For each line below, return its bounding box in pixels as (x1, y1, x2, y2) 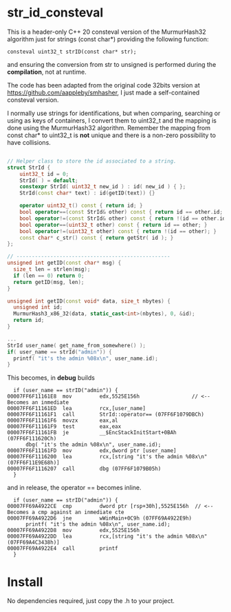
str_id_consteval (7, 5, 104, 21)
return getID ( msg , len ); (13, 278, 85, 285)
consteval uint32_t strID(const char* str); (7, 48, 137, 55)
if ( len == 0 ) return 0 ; (13, 272, 85, 279)
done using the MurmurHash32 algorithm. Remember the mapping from (7, 123, 211, 132)
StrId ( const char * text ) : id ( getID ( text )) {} (19, 190, 155, 197)
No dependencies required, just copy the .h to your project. (7, 597, 175, 605)
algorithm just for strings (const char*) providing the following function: (7, 34, 209, 43)
